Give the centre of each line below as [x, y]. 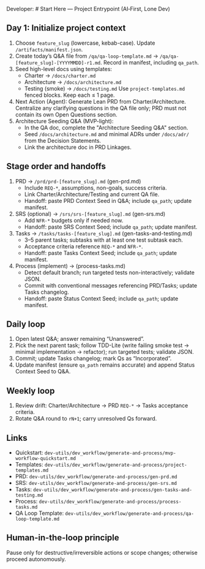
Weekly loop [31, 391]
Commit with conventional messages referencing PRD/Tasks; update [111, 285]
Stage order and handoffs [56, 166]
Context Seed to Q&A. [43, 372]
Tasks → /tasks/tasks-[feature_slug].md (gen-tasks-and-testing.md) [104, 233]
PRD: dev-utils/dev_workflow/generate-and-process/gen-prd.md [96, 476]
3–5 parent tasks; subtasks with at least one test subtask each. [104, 240]
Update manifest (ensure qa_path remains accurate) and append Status [105, 365]
